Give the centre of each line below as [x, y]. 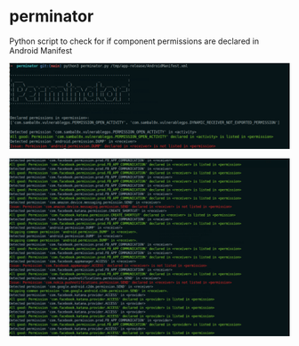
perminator [52, 16]
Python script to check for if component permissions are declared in [134, 41]
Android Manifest [41, 50]
